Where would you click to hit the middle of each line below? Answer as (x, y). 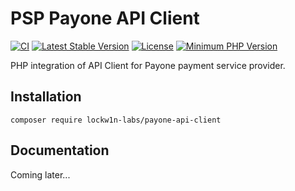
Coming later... (40, 174)
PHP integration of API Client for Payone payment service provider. (148, 65)
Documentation (60, 150)
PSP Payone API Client (105, 18)
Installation (46, 97)
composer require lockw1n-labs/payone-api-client (116, 120)
